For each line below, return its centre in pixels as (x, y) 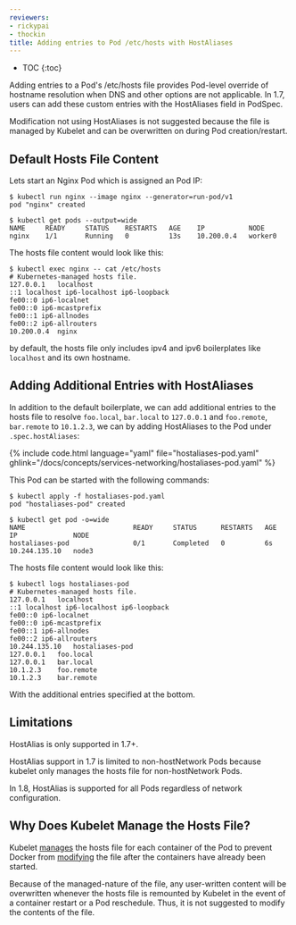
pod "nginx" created (48, 205)
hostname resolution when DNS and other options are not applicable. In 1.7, (147, 95)
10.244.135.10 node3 (51, 551)
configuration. (35, 797)
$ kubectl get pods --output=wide (74, 221)
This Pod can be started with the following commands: (109, 480)
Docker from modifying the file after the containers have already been (137, 857)
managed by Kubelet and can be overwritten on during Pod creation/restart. (148, 131)
